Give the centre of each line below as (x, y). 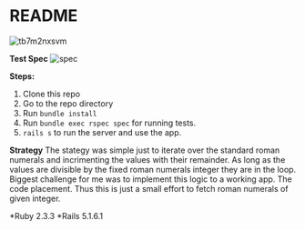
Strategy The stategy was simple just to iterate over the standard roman (145, 150)
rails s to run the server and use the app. (102, 132)
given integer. (35, 198)
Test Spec (29, 58)
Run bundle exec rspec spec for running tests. (109, 123)
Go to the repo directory (68, 103)
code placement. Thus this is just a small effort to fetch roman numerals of (149, 188)
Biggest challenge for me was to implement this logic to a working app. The (151, 179)
